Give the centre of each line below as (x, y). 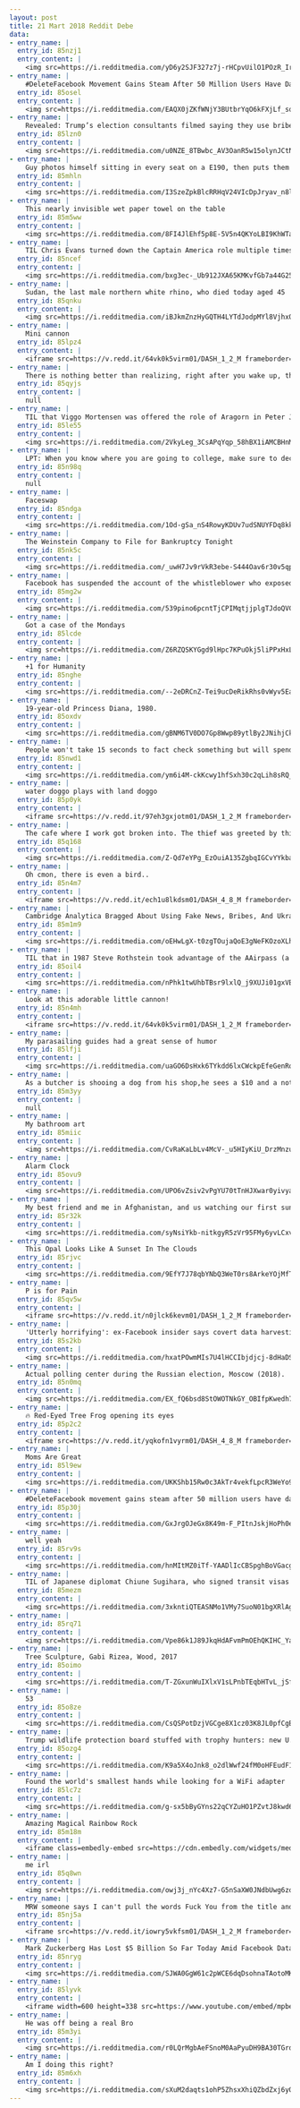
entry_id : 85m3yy (50, 1091)
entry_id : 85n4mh (50, 1008)
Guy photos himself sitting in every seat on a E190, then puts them (158, 167)
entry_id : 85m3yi (50, 2031)
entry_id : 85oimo (50, 1666)
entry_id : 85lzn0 (50, 134)
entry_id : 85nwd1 (50, 758)
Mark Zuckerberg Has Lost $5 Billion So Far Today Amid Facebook (150, 1948)
